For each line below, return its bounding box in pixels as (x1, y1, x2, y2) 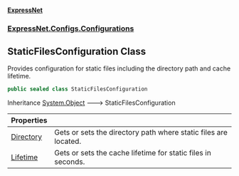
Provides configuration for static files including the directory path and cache (7, 64, 231, 73)
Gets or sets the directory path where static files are (54, 128, 228, 138)
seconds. (54, 157, 85, 167)
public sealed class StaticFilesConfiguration (7, 86, 148, 93)
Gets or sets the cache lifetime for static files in (54, 148, 211, 158)
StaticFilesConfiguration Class (7, 45, 147, 57)
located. (54, 136, 82, 146)
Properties (11, 115, 48, 125)
